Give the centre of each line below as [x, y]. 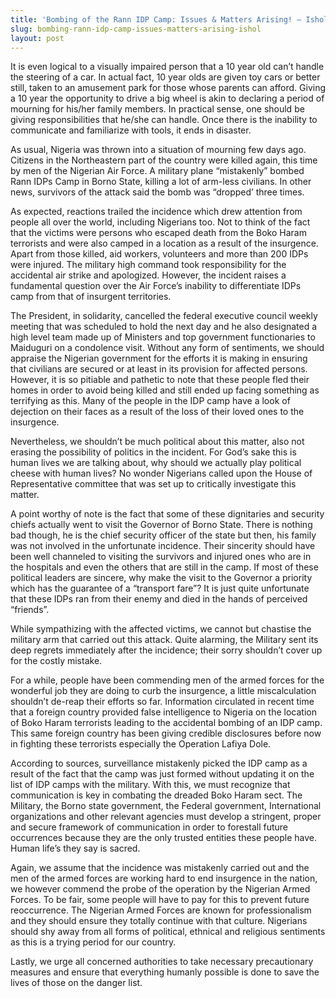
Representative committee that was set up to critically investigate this [153, 484]
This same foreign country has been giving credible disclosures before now [166, 733]
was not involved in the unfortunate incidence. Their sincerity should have [163, 546]
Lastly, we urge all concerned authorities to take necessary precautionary [162, 962]
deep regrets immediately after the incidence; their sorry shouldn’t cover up [166, 650]
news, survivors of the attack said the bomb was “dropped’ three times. [157, 192]
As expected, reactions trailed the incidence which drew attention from [156, 212]
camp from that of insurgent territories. [91, 297]
